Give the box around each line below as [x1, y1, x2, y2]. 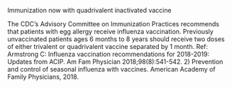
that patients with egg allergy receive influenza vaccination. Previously [7, 28, 214, 35]
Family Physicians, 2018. [7, 72, 79, 81]
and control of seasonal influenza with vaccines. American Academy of [7, 65, 216, 73]
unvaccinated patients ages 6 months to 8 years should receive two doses [7, 35, 225, 43]
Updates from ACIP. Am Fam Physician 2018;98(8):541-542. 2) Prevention [7, 57, 223, 66]
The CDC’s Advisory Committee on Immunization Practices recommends [7, 20, 220, 28]
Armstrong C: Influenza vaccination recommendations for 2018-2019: [7, 50, 210, 58]
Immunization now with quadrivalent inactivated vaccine [7, 6, 172, 14]
